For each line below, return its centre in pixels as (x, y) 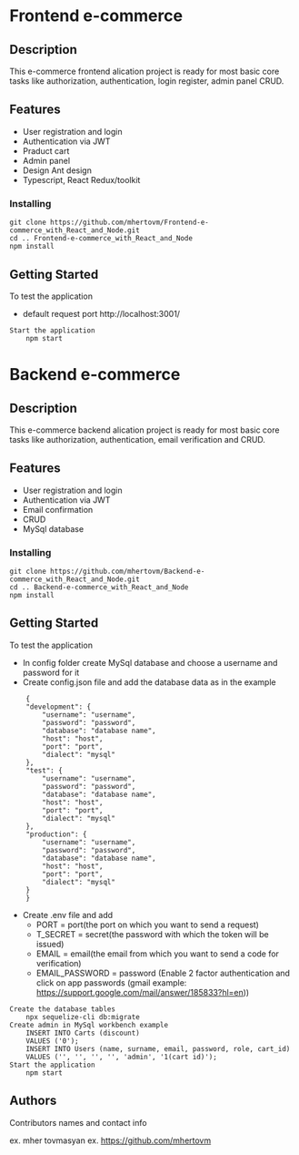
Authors (33, 1101)
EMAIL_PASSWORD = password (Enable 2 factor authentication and (163, 973)
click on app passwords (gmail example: (111, 982)
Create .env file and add (68, 915)
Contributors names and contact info (78, 1122)
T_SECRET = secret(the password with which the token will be (153, 934)
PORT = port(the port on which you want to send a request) (147, 925)
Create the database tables (63, 1009)
